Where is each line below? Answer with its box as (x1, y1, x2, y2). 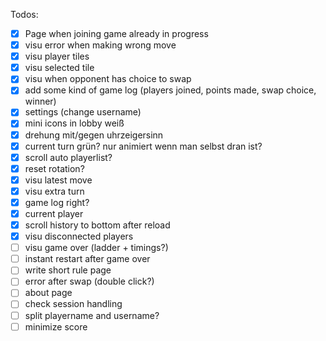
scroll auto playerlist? (24, 151, 113, 163)
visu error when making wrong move (24, 39, 177, 51)
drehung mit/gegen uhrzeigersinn (24, 129, 164, 141)
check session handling (24, 298, 123, 310)
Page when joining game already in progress (24, 28, 209, 39)
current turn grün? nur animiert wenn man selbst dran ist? (24, 140, 263, 152)
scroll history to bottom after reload (24, 219, 171, 231)
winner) (24, 95, 57, 108)
